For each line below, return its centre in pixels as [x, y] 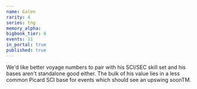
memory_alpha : [24, 28]
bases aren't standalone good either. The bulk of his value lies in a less [93, 73]
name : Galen [21, 12]
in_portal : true [26, 45]
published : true [26, 50]
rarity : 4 [18, 17]
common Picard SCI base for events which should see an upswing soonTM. [99, 80]
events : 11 [20, 39]
